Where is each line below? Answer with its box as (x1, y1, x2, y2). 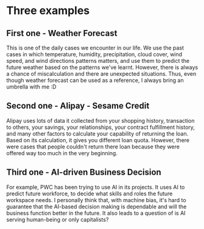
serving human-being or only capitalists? (6, 216, 109, 223)
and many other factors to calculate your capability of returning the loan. (6, 129, 189, 137)
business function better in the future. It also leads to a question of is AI (6, 209, 186, 217)
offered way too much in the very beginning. (6, 149, 118, 156)
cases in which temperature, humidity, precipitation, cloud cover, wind (6, 51, 183, 58)
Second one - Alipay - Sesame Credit (6, 101, 150, 111)
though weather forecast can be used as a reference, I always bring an (6, 77, 184, 84)
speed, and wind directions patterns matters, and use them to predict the (6, 57, 190, 64)
